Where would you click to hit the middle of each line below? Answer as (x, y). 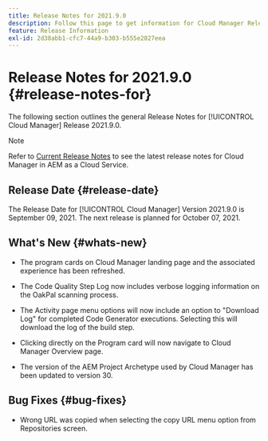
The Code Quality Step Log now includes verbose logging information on (140, 286)
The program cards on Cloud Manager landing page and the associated (137, 262)
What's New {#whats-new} (78, 243)
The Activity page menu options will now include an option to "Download (139, 310)
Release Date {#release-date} (84, 190)
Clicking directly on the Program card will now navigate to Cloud (125, 343)
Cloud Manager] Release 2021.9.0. (65, 126)
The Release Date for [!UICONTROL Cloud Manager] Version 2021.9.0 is (126, 209)
